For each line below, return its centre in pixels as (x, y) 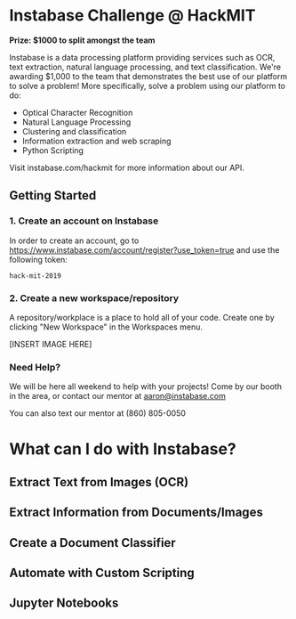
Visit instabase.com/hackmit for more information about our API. (127, 167)
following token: (39, 259)
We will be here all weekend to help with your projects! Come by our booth (146, 387)
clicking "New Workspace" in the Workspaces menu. (106, 327)
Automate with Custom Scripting (102, 572)
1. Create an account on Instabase (84, 221)
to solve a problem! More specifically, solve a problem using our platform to (148, 86)
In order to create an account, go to (74, 240)
